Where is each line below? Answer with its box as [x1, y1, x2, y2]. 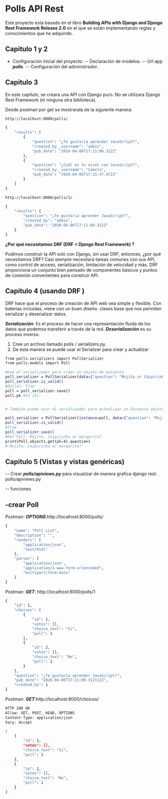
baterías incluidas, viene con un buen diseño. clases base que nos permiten [5, 305, 161, 311]
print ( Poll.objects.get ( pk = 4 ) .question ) [5, 439, 91, 444]
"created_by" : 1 [14, 682, 48, 688]
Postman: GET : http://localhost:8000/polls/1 [5, 589, 96, 595]
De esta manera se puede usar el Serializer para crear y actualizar [12, 346, 149, 352]
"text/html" [23, 547, 48, 552]
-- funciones [5, 486, 31, 492]
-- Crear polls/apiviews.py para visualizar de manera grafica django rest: [5, 471, 157, 477]
